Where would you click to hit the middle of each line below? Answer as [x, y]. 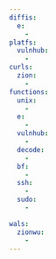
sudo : [27, 200]
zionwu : [31, 232]
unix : [27, 100]
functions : [29, 92]
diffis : [23, 17]
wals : [19, 223]
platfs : [23, 42]
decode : [31, 150]
